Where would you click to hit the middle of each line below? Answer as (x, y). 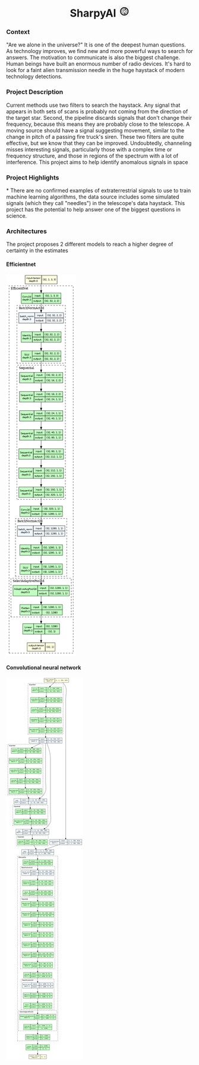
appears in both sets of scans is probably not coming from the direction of (97, 111)
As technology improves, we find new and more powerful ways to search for (99, 51)
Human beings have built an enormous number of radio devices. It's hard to (99, 64)
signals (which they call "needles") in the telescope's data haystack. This (96, 203)
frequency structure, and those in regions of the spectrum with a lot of (92, 156)
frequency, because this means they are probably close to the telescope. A (98, 124)
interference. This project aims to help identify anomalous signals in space (97, 162)
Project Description (35, 92)
